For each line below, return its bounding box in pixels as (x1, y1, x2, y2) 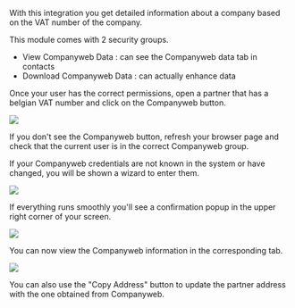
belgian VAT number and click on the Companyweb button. (9, 97, 226, 108)
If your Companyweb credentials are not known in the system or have (9, 158, 265, 169)
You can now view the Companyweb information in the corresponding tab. (9, 246, 283, 255)
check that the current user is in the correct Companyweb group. (9, 141, 249, 151)
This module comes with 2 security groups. (9, 35, 169, 45)
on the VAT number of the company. (9, 17, 143, 28)
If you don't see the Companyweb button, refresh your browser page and (9, 131, 280, 142)
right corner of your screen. (9, 212, 112, 221)
